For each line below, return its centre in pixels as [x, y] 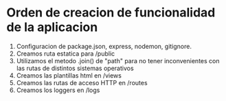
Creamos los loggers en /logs [58, 90]
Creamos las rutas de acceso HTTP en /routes [82, 82]
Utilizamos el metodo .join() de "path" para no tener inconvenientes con [118, 60]
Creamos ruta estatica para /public [66, 54]
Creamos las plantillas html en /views [69, 75]
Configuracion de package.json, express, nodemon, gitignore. [104, 46]
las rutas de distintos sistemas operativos [75, 68]
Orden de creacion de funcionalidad [111, 13]
